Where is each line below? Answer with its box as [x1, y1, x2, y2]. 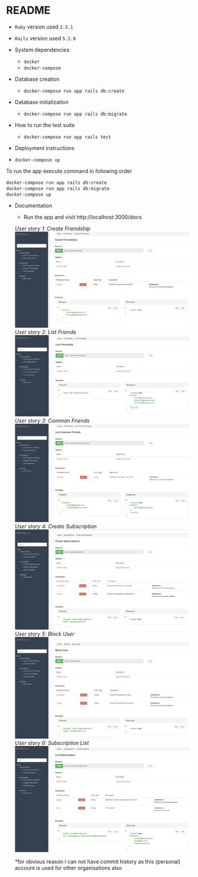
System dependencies [14, 46, 70, 53]
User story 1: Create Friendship [14, 225, 90, 232]
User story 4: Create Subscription [14, 523, 98, 530]
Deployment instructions [14, 144, 75, 151]
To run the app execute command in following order [6, 167, 132, 174]
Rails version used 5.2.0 [14, 34, 76, 42]
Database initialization [14, 98, 69, 106]
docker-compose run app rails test [23, 134, 111, 140]
